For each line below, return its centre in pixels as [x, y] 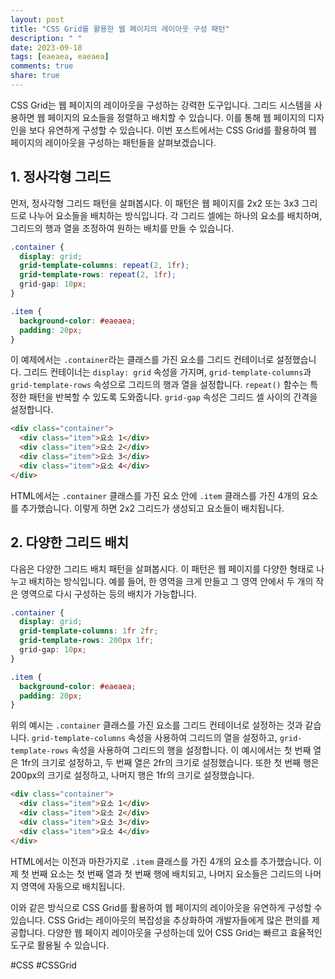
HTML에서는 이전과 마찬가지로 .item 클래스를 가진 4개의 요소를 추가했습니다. [161, 861]
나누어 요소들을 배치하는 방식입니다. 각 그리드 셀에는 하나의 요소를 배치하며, [175, 215]
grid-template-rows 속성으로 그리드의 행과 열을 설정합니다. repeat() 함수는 [159, 385]
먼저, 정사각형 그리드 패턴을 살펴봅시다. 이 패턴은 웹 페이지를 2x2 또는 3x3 [155, 203]
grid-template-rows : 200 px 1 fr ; [87, 641]
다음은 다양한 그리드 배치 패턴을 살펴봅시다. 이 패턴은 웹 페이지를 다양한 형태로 [162, 568]
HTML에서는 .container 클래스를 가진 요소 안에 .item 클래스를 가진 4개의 [155, 495]
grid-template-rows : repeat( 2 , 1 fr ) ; [98, 275]
